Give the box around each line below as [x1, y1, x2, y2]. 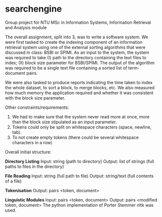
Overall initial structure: [5, 149, 52, 155]
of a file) [5, 178, 22, 184]
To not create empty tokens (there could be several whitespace [12, 134, 139, 140]
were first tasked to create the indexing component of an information [5, 39, 143, 45]
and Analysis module [5, 24, 47, 30]
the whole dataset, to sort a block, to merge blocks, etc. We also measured [5, 84, 155, 90]
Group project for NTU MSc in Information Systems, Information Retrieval [5, 19, 151, 25]
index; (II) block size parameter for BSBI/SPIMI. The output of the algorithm [5, 60, 155, 66]
